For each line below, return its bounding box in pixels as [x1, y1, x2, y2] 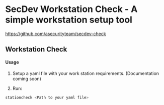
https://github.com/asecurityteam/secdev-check [5, 30, 107, 36]
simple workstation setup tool [5, 14, 132, 25]
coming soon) [12, 75, 42, 81]
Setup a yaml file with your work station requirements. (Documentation [12, 70, 159, 76]
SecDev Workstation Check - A [5, 3, 138, 15]
